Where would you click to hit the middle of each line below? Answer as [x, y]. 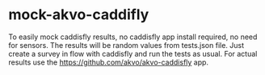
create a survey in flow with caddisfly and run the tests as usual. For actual [133, 53]
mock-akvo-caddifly [79, 15]
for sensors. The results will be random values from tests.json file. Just [126, 45]
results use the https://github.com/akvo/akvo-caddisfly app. [108, 62]
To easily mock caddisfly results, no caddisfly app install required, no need [133, 37]
